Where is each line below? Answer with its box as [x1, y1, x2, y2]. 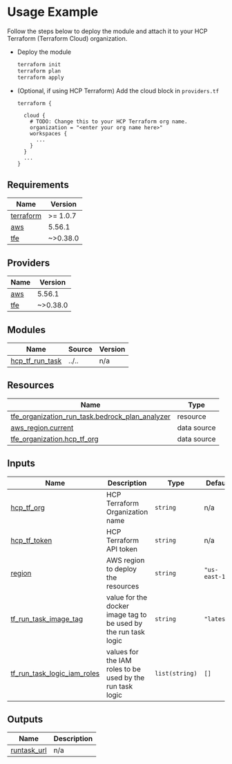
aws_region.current [10, 423, 74, 432]
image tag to [106, 609, 147, 619]
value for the [106, 592, 148, 602]
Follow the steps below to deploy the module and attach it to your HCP [7, 27, 208, 35]
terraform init [17, 61, 61, 68]
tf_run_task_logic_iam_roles [10, 668, 100, 678]
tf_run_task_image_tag [10, 614, 84, 624]
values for [106, 647, 139, 656]
